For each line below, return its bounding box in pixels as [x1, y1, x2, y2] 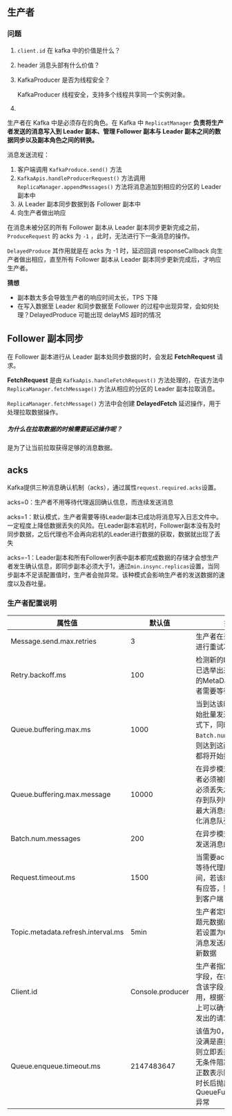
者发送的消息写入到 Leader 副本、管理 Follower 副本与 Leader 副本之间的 [7, 127, 215, 135]
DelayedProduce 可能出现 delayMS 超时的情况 [29, 310, 161, 318]
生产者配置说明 [7, 598, 57, 608]
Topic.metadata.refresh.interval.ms [10, 927, 124, 937]
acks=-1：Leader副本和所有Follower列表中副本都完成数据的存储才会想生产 [7, 553, 220, 562]
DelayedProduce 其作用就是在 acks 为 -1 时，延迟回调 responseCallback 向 [7, 246, 217, 255]
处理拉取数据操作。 [7, 408, 62, 416]
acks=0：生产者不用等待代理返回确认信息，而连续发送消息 [7, 498, 174, 507]
